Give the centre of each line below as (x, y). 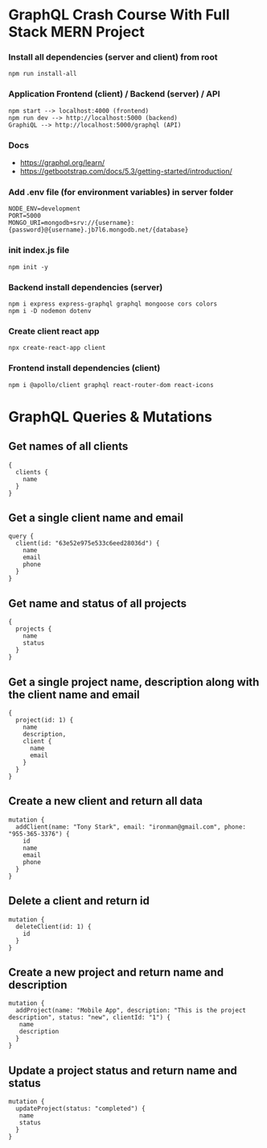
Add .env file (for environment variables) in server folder (121, 192)
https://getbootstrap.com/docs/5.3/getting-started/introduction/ (126, 172)
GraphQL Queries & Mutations (111, 416)
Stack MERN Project (76, 32)
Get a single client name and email (96, 518)
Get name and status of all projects (98, 603)
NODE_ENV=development (45, 209)
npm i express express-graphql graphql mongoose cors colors (113, 304)
